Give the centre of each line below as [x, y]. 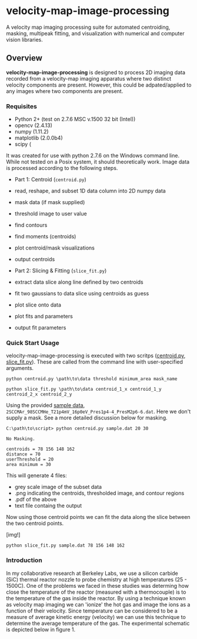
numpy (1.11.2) [31, 132]
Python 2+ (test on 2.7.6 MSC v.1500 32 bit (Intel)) [75, 119]
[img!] [13, 535]
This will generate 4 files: [36, 475]
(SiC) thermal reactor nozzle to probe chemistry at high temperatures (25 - [96, 579]
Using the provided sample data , [46, 405]
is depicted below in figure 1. [41, 629]
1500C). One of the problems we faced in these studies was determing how [98, 585]
